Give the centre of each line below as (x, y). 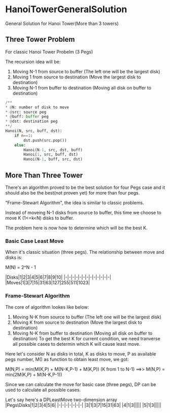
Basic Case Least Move (35, 241)
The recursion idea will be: (33, 62)
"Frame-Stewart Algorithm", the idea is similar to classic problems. (75, 203)
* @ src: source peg (26, 112)
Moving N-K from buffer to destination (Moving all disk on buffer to (82, 333)
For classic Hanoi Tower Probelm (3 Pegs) (49, 51)
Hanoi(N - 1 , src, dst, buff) (53, 150)
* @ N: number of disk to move (37, 107)
